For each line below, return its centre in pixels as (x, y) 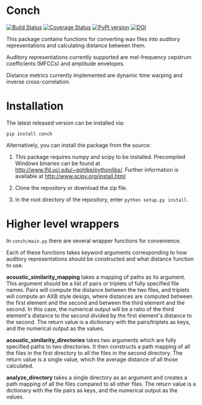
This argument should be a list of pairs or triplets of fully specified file (93, 283)
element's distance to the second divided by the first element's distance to (99, 316)
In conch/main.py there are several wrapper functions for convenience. (94, 241)
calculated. (20, 366)
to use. (15, 265)
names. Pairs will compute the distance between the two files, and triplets (98, 290)
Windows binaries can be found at (58, 163)
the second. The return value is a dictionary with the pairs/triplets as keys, (98, 322)
